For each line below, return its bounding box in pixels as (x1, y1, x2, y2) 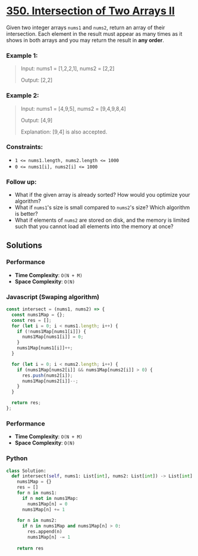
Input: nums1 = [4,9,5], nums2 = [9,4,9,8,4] (20, 105, 126, 112)
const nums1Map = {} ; (11, 312, 65, 318)
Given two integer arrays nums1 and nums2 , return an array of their (6, 24, 165, 31)
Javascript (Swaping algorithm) (6, 293, 100, 301)
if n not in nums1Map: (21, 495, 78, 501)
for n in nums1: (17, 490, 58, 496)
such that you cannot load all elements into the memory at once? (14, 223, 174, 230)
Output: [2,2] (20, 76, 53, 84)
